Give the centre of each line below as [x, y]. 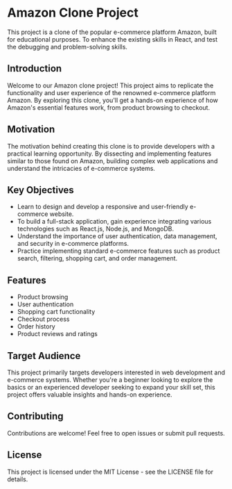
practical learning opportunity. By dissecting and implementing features [109, 154]
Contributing [35, 416]
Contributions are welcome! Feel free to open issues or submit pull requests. [116, 433]
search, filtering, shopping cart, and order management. [97, 258]
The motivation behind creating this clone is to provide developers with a [111, 146]
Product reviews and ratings [57, 334]
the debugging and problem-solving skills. [68, 47]
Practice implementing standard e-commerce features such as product [118, 251]
